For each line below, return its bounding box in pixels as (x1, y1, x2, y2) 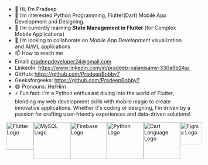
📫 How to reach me (14, 50, 63, 56)
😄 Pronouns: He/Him (14, 83, 66, 90)
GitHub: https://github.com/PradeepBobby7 (14, 70, 120, 78)
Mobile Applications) (14, 31, 65, 38)
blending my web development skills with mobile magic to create (14, 98, 171, 105)
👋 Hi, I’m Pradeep (14, 6, 57, 12)
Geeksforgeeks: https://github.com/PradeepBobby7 (14, 77, 140, 83)
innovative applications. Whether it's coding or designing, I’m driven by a (14, 105, 190, 111)
